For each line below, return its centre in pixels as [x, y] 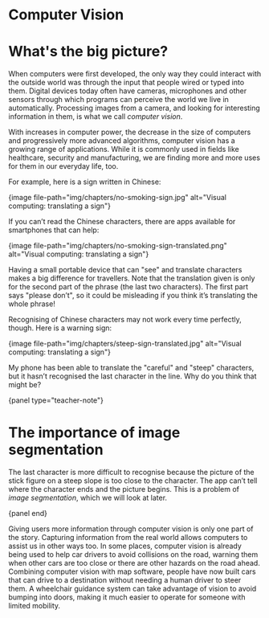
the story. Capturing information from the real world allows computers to [128, 538]
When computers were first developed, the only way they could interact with [135, 74]
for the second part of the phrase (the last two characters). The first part [128, 287]
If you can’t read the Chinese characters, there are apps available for [122, 222]
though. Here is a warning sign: [60, 328]
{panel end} [28, 514]
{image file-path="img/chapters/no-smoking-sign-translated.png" [118, 246]
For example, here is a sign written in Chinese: [85, 182]
